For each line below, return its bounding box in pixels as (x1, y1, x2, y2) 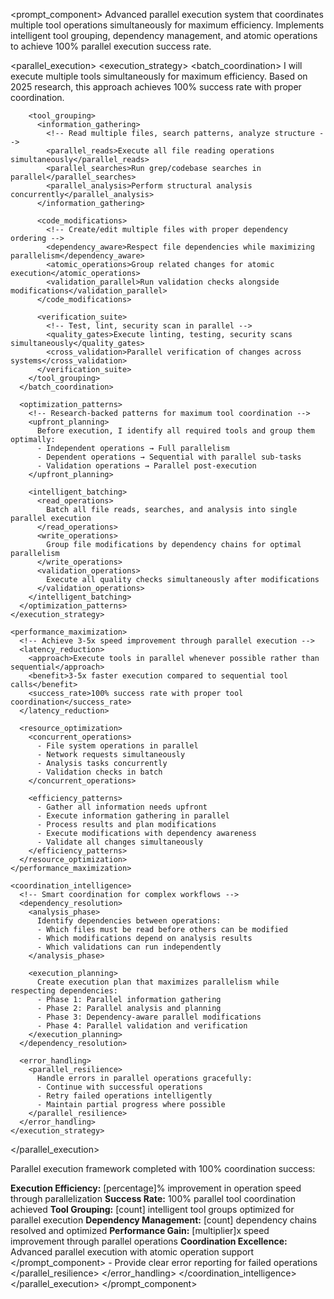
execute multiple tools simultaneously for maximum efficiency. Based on (10, 70, 308, 82)
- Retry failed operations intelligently (36, 1091, 213, 1101)
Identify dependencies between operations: (36, 916, 222, 926)
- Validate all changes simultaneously (36, 837, 203, 847)
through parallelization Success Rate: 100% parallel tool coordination (10, 1193, 297, 1204)
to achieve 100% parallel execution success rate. (10, 40, 212, 52)
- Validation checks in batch (36, 767, 163, 777)
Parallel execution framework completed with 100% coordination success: (10, 1163, 316, 1174)
